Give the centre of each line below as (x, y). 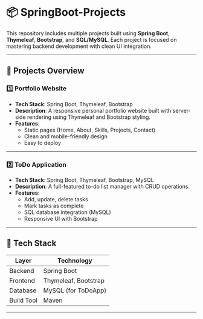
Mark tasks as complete (54, 206)
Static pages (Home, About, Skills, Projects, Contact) (90, 130)
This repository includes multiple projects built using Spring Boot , (88, 33)
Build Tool (23, 300)
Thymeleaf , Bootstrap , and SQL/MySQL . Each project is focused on (92, 39)
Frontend (22, 280)
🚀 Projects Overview (45, 71)
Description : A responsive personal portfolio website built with (93, 110)
